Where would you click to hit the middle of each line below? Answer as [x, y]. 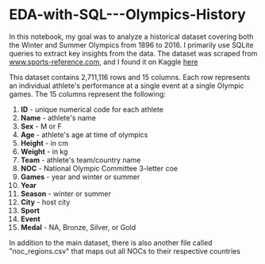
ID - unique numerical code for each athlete [92, 109]
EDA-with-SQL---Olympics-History [128, 15]
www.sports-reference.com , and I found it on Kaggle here [104, 62]
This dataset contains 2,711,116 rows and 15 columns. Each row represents [130, 77]
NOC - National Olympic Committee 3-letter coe [99, 168]
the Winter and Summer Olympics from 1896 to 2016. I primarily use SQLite [131, 44]
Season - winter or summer [66, 193]
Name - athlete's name [58, 117]
